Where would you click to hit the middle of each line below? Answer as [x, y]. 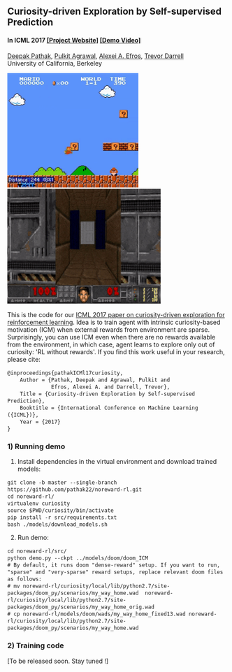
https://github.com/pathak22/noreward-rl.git [74, 490]
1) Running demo [36, 446]
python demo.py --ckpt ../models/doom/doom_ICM [78, 558]
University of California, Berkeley [55, 63]
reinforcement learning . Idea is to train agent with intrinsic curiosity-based [114, 322]
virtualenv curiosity [39, 504]
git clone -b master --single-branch [62, 483]
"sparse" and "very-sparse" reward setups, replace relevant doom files [115, 572]
